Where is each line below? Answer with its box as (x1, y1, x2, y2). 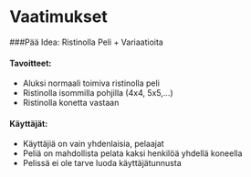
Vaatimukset (9, 6, 108, 27)
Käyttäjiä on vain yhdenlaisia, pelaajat (22, 139, 164, 150)
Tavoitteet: (9, 57, 52, 68)
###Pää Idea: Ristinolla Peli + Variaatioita (9, 36, 164, 47)
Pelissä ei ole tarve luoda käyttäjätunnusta (22, 158, 183, 169)
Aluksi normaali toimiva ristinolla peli (22, 78, 160, 88)
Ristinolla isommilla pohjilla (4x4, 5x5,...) (22, 88, 173, 99)
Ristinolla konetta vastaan (22, 98, 120, 109)
